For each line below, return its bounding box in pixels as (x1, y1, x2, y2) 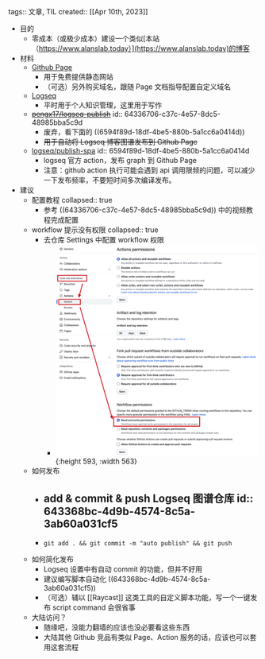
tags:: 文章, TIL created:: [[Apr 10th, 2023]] (8, 7, 148, 16)
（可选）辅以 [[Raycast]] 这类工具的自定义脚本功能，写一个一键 (43, 593, 251, 603)
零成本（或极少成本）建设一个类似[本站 (31, 34, 160, 43)
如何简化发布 (31, 555, 74, 564)
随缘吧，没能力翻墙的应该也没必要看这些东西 (43, 622, 190, 632)
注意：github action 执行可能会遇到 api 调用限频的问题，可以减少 (43, 165, 255, 175)
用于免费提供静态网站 (43, 72, 113, 81)
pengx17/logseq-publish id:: (31, 110, 123, 118)
